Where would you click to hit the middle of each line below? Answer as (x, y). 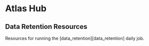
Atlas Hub (26, 9)
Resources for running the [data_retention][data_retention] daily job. (75, 38)
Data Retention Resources (46, 27)
